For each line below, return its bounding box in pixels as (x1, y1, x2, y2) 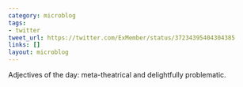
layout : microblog (8, 48, 69, 56)
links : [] (8, 41, 41, 49)
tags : (8, 19, 26, 27)
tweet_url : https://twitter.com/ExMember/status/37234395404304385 (8, 33, 236, 42)
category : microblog (8, 11, 77, 20)
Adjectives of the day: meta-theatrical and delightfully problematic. (8, 70, 227, 79)
